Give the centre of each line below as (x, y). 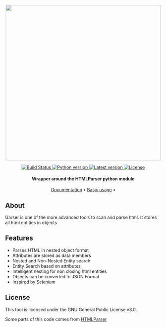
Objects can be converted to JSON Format (56, 276)
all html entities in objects (31, 223)
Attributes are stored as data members (52, 255)
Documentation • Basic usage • (83, 190)
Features (19, 238)
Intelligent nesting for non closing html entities (59, 271)
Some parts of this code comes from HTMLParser (56, 319)
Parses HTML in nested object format (51, 250)
